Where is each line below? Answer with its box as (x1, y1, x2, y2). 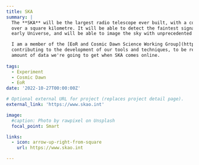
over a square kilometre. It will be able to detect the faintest (11, 25, 179, 31)
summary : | (6, 14, 33, 20)
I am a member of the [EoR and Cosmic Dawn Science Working (11, 41, 163, 47)
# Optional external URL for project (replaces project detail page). (6, 96, 184, 102)
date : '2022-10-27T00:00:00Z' (6, 85, 81, 92)
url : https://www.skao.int (17, 145, 84, 151)
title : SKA (6, 8, 33, 15)
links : (6, 134, 23, 140)
